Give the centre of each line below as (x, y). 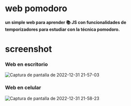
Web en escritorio (26, 64)
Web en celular (23, 87)
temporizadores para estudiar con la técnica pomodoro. (63, 29)
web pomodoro (36, 9)
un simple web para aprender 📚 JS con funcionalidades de (66, 22)
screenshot (29, 49)
